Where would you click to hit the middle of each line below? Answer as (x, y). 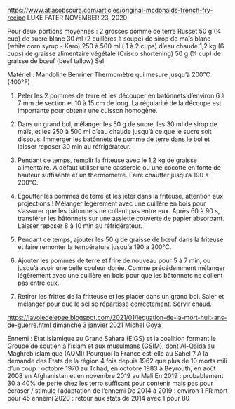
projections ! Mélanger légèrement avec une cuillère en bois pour (112, 203)
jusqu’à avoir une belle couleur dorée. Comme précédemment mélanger (121, 268)
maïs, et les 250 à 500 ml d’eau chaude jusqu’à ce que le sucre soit (114, 132)
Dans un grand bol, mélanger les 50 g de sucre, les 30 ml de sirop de (117, 124)
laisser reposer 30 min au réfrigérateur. (74, 146)
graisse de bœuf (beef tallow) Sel (56, 61)
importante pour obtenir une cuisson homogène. (87, 110)
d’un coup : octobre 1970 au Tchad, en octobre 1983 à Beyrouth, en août (112, 368)
